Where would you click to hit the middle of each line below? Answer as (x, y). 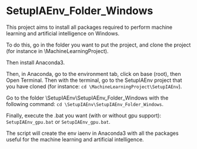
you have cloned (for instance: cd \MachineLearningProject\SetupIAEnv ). (94, 86)
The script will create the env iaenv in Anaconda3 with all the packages (92, 133)
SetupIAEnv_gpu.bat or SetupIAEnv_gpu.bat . (58, 121)
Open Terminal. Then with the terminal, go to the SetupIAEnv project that (94, 80)
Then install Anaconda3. (36, 62)
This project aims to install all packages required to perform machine (89, 27)
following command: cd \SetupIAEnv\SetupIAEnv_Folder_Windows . (85, 104)
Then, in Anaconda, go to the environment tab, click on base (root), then (94, 74)
